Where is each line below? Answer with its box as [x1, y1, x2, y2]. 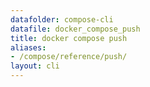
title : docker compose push [10, 33, 128, 43]
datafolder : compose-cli [10, 14, 114, 25]
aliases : [10, 42, 47, 53]
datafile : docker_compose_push [10, 24, 141, 34]
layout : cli [10, 61, 60, 71]
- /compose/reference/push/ [10, 52, 128, 62]
